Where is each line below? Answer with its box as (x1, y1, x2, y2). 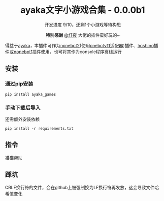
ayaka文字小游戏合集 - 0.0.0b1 (20, 4, 145, 16)
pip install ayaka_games (5, 92, 56, 97)
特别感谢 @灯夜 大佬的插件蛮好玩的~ (45, 32, 120, 38)
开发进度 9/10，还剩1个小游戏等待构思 (44, 22, 121, 28)
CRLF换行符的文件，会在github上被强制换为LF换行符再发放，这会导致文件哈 (5, 184, 159, 190)
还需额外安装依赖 (5, 116, 40, 122)
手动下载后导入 (5, 104, 41, 111)
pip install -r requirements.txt (5, 126, 74, 131)
